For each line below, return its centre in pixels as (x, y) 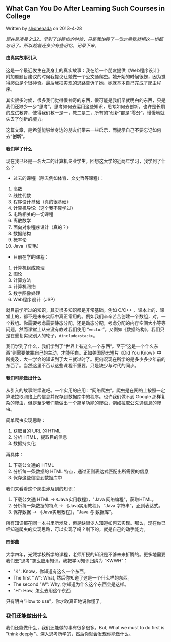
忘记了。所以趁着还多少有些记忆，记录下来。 (53, 45)
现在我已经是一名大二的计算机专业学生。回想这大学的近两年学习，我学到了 (83, 161)
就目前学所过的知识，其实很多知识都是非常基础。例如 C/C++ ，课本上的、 (83, 310)
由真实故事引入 (21, 58)
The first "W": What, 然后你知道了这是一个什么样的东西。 (73, 577)
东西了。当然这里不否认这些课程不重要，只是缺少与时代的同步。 (72, 366)
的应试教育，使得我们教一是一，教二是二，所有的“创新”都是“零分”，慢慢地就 (85, 113)
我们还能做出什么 (27, 616)
